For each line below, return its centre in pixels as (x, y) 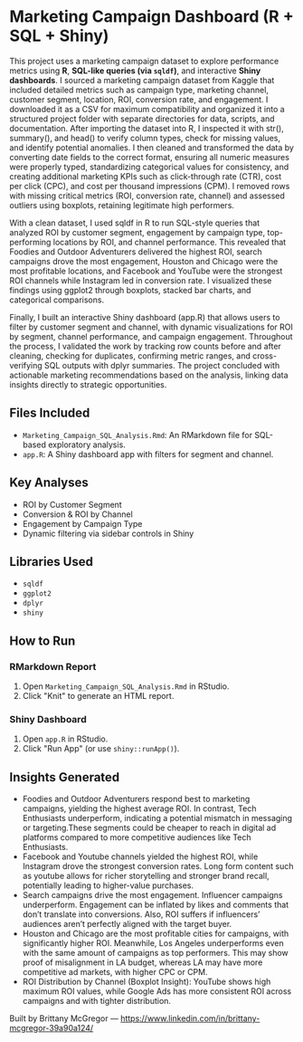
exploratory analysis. (87, 445)
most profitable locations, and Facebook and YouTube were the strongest (146, 271)
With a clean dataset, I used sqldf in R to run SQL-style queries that (135, 223)
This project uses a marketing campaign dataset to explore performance (144, 61)
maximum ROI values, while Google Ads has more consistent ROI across (157, 991)
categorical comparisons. (57, 300)
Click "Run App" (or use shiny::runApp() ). (101, 749)
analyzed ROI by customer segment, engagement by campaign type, (137, 232)
